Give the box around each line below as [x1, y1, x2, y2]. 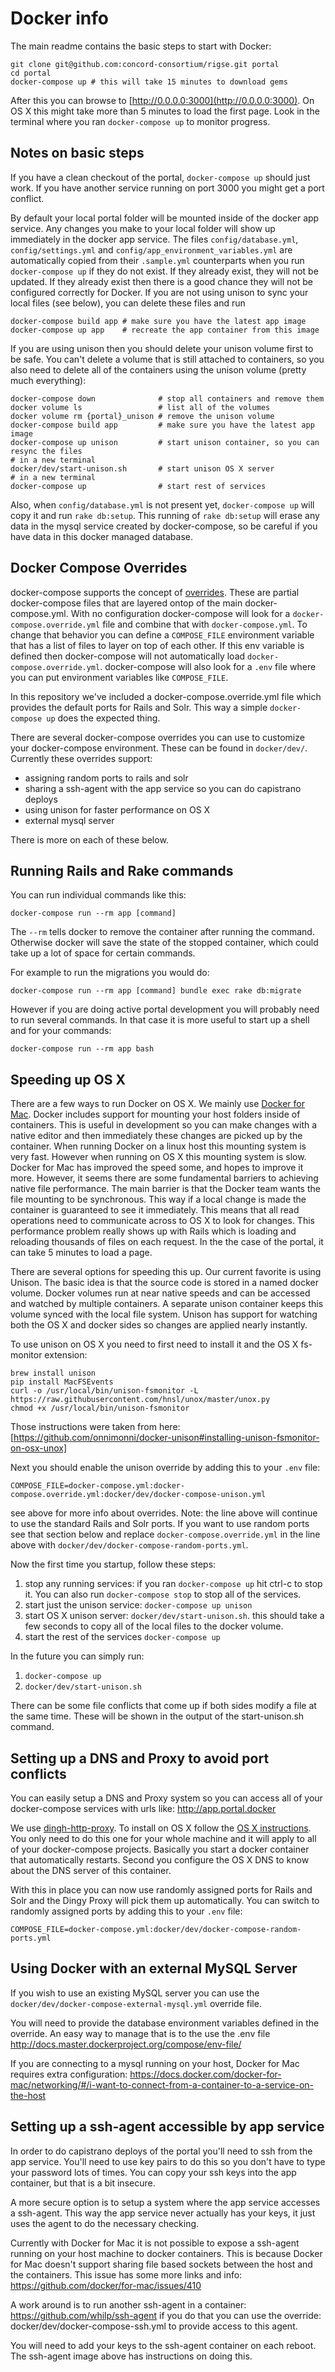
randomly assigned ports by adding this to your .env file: [10, 1905, 243, 1917]
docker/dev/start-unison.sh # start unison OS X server [10, 463, 275, 474]
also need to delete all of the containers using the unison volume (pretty [10, 363, 307, 376]
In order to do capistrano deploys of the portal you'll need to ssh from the [10, 2145, 313, 2157]
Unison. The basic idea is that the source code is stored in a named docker [10, 1277, 319, 1289]
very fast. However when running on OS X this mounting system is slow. [10, 1151, 307, 1163]
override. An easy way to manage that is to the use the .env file [10, 2027, 271, 2039]
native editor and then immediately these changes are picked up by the [10, 1130, 303, 1142]
